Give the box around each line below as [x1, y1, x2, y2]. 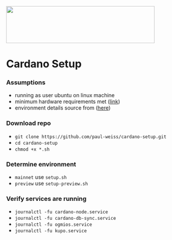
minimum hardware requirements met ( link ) [14, 98, 120, 105]
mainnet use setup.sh [14, 174, 67, 181]
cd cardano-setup [14, 140, 58, 146]
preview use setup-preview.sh [14, 180, 88, 187]
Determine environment [6, 160, 77, 168]
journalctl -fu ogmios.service [14, 222, 93, 228]
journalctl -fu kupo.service [14, 228, 87, 234]
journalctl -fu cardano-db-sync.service [14, 216, 116, 222]
